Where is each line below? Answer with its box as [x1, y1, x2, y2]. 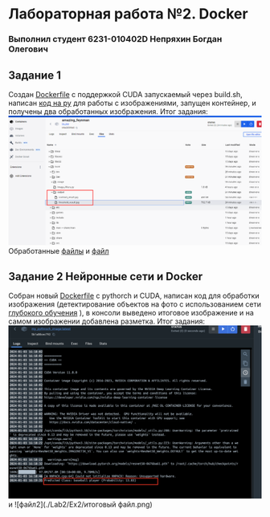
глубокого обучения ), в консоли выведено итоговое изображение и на [8, 308, 255, 318]
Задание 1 [8, 68, 62, 82]
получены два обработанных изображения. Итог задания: [8, 106, 209, 116]
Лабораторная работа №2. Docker [8, 5, 248, 23]
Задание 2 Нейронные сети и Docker [8, 270, 203, 283]
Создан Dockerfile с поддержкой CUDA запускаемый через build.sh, [8, 89, 243, 99]
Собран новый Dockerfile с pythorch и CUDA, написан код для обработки [8, 291, 260, 301]
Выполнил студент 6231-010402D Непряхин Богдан [8, 34, 223, 45]
